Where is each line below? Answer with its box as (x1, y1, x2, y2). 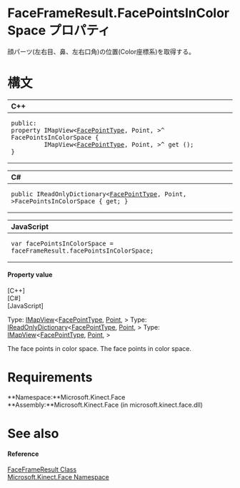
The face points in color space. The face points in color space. (7, 345, 191, 353)
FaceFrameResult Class (7, 465, 77, 474)
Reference (7, 449, 39, 458)
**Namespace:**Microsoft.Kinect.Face (7, 393, 126, 402)
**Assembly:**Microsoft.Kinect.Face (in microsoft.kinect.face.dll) (7, 401, 204, 410)
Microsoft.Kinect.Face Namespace (7, 473, 109, 482)
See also (7, 426, 59, 442)
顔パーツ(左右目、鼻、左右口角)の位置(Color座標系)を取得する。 (7, 47, 195, 56)
